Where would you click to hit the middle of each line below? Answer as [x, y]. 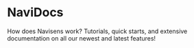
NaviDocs [35, 13]
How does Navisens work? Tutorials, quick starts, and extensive [97, 31]
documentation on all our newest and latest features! [82, 38]
